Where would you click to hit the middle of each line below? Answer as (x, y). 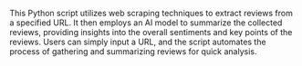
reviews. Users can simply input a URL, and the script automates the (138, 42)
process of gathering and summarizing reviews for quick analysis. (133, 52)
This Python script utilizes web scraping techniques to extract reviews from (151, 13)
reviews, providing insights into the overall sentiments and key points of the (151, 32)
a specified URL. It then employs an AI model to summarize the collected (146, 23)
